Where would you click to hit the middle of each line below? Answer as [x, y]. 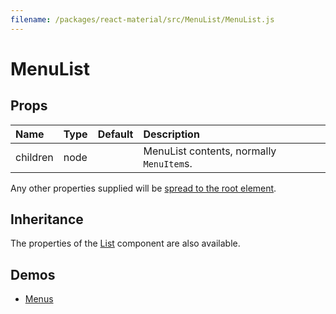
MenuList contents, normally [210, 151]
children [34, 157]
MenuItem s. [168, 163]
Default [115, 134]
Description [171, 134]
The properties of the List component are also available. [125, 243]
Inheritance [47, 219]
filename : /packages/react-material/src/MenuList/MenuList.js [142, 19]
